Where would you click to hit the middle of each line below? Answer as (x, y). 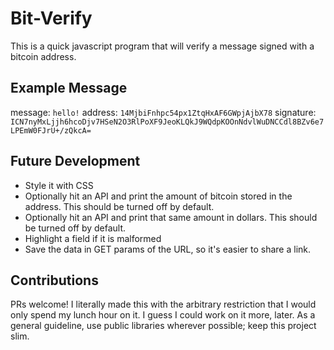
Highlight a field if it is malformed (93, 238)
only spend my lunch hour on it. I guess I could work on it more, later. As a (163, 315)
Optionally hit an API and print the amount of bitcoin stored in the (158, 196)
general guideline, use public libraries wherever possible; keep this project (163, 326)
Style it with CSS (59, 185)
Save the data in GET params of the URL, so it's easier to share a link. (168, 249)
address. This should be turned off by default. (119, 206)
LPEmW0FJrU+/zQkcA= (51, 130)
